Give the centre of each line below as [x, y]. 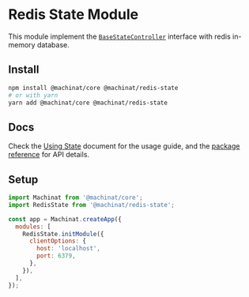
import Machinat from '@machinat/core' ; [76, 197]
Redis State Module [74, 15]
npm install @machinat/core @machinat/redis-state [93, 88]
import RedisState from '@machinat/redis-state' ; [92, 205]
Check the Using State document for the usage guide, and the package [124, 146]
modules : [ [33, 227]
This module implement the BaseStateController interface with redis [119, 36]
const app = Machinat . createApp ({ [65, 219]
